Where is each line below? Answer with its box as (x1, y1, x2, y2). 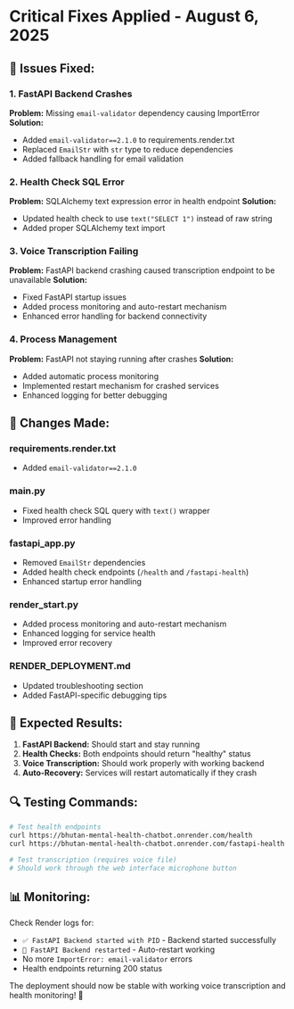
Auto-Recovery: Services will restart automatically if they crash (21, 767, 257, 778)
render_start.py (9, 598, 78, 610)
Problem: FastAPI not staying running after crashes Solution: (9, 353, 234, 364)
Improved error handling (21, 515, 111, 525)
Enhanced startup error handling (21, 576, 143, 587)
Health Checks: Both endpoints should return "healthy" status (21, 748, 251, 759)
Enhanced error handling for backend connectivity (21, 310, 208, 322)
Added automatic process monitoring (21, 370, 159, 381)
